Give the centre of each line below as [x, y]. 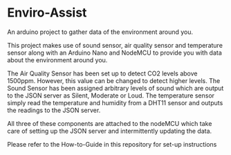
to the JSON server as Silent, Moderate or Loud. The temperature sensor [111, 95]
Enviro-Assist [47, 13]
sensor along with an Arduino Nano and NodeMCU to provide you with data [115, 53]
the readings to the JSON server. [54, 110]
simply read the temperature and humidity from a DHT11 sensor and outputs [115, 102]
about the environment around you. [57, 60]
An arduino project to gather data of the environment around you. [100, 32]
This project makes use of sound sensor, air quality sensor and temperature [115, 45]
